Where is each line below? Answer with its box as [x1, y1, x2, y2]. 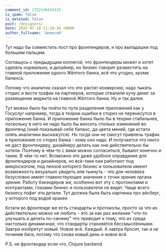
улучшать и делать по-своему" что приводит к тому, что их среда [5, 216, 146, 221]
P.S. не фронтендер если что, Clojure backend [5, 241, 102, 247]
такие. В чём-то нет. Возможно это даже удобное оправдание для [5, 153, 147, 159]
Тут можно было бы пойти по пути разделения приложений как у [5, 105, 144, 111]
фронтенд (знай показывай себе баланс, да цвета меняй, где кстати [5, 126, 150, 132]
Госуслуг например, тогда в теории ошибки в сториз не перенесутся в [5, 110, 156, 116]
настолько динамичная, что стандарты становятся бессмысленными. [5, 221, 154, 227]
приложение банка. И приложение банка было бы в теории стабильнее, [5, 116, 159, 121]
